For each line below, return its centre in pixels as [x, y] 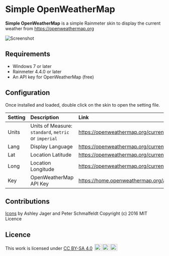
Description [45, 117]
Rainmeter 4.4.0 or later [37, 71]
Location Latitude [51, 154]
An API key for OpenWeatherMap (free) [53, 77]
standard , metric [50, 132]
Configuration [28, 93]
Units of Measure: [51, 126]
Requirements [28, 54]
